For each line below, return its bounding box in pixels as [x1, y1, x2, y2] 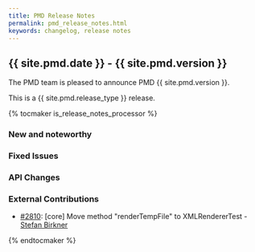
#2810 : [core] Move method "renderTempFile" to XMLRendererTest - [19, 212, 248, 222]
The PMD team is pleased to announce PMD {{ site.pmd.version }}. [8, 78, 230, 87]
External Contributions [8, 193, 99, 205]
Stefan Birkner [19, 220, 68, 230]
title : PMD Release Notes [8, 11, 95, 20]
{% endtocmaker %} [8, 236, 76, 246]
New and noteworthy [8, 129, 93, 140]
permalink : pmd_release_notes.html [8, 19, 128, 27]
